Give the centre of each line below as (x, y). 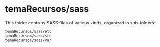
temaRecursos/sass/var (28, 40)
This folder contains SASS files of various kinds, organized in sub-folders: (80, 23)
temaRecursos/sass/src (28, 36)
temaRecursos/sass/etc (28, 31)
